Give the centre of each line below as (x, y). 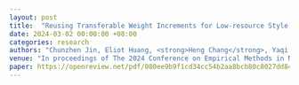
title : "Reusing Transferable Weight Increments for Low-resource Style (149, 26)
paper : (21, 67)
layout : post (33, 17)
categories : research (49, 42)
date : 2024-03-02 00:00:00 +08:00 (73, 34)
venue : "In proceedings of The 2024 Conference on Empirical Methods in (147, 58)
